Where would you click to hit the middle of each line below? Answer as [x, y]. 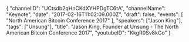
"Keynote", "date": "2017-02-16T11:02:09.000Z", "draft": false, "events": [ [95, 14]
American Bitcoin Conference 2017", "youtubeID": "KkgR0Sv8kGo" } [89, 33]
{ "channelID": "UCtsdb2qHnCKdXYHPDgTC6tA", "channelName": [86, 8]
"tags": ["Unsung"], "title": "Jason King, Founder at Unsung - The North [92, 26]
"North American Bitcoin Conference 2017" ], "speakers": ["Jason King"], [94, 20]
